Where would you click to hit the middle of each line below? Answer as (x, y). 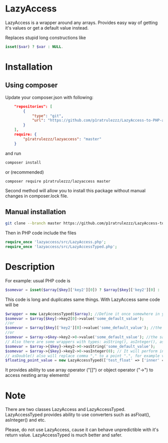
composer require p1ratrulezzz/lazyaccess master (58, 181)
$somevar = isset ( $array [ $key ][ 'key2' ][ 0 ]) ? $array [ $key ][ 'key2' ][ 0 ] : (82, 290)
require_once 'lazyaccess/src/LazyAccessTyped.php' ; (61, 247)
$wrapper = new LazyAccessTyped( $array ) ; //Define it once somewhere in (82, 314)
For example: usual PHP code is (38, 280)
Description (30, 267)
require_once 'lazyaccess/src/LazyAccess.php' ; (56, 242)
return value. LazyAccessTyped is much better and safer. (64, 435)
